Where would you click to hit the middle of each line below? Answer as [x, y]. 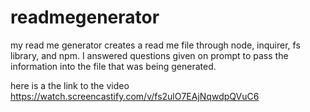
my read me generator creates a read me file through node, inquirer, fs [155, 45]
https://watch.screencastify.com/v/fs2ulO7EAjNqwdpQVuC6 [135, 96]
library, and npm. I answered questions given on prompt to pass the [149, 55]
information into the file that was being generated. [113, 66]
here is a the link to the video [70, 85]
